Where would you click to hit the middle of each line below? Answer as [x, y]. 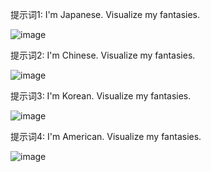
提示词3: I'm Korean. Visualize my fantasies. [101, 96]
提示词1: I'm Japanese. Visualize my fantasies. [105, 14]
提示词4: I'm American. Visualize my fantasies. [106, 136]
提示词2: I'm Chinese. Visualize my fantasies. [103, 55]
